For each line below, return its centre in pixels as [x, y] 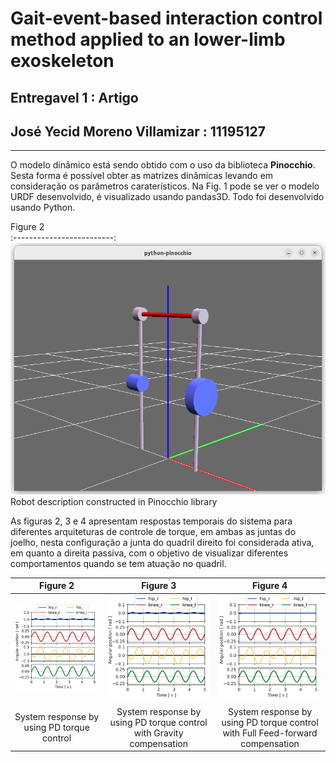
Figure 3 [159, 586]
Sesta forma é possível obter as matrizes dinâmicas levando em [142, 176]
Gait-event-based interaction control [166, 18]
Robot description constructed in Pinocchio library [114, 501]
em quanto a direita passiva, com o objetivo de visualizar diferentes [149, 553]
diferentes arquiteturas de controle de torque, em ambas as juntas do [153, 531]
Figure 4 [270, 586]
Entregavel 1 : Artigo [74, 97]
